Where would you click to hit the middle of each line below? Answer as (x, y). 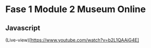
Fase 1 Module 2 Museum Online (76, 9)
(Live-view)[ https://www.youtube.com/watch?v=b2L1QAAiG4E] (72, 40)
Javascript (23, 28)
